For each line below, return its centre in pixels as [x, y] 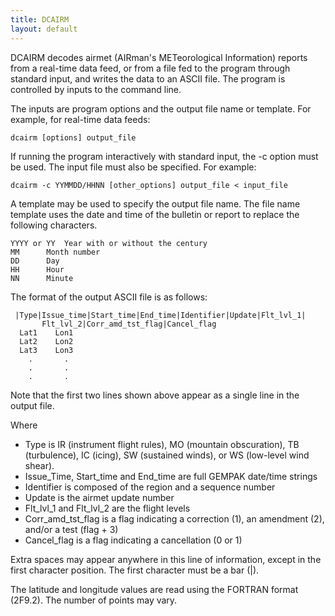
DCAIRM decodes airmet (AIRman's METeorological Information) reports [159, 57]
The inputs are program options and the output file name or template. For [161, 108]
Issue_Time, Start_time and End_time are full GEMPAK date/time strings [171, 476]
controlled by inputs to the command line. [96, 89]
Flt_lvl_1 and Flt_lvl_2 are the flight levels [107, 508]
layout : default [44, 29]
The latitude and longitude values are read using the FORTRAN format [154, 589]
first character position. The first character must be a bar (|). [135, 570]
